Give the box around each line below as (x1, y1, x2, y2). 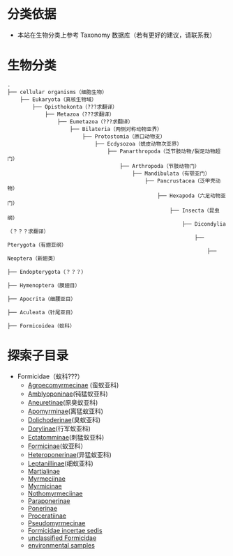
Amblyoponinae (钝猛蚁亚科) (27, 389, 108, 398)
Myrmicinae (27, 481, 63, 490)
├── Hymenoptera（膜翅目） (7, 281, 80, 289)
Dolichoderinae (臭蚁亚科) (27, 415, 101, 424)
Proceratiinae (27, 511, 66, 520)
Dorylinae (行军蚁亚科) (27, 424, 91, 433)
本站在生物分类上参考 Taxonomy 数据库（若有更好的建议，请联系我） (17, 31, 216, 39)
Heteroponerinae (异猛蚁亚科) (27, 450, 112, 458)
